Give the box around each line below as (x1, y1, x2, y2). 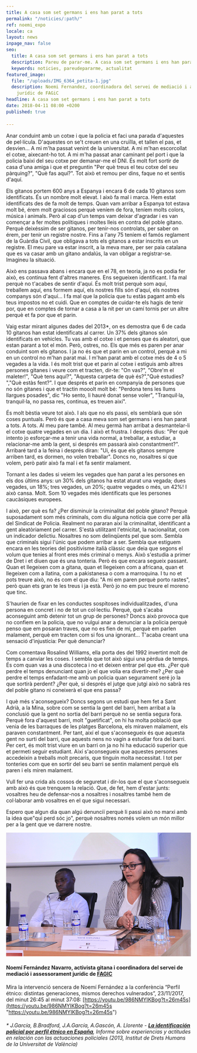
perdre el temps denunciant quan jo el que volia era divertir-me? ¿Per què (6, 667, 184, 674)
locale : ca (6, 28, 33, 34)
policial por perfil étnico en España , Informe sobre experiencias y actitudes (6, 1028, 191, 1035)
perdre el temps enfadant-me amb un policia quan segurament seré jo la (6, 674, 181, 681)
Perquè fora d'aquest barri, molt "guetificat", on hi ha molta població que (6, 716, 182, 724)
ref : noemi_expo (6, 22, 46, 28)
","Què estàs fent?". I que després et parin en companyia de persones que (6, 379, 185, 386)
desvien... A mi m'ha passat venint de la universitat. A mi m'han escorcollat (6, 144, 187, 151)
